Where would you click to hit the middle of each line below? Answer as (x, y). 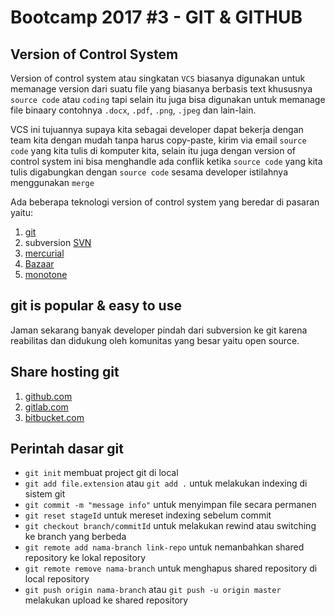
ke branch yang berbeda (75, 537)
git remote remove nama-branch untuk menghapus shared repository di (171, 568)
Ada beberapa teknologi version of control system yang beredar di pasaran (165, 202)
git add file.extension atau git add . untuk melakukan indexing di (166, 483)
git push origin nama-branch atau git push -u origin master (153, 590)
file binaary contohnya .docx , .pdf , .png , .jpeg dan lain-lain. (133, 110)
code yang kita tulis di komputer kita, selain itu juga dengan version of (153, 150)
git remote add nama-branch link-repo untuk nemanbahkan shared (164, 547)
